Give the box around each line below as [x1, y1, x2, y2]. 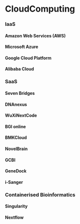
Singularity [5, 203, 28, 209]
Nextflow [5, 214, 24, 220]
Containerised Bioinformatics [5, 191, 76, 198]
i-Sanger [5, 179, 23, 185]
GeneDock [5, 168, 27, 174]
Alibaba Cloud [5, 66, 34, 72]
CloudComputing [5, 3, 76, 15]
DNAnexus [5, 101, 27, 107]
